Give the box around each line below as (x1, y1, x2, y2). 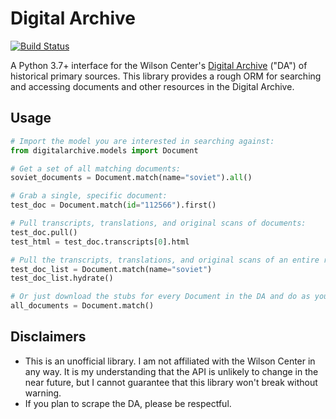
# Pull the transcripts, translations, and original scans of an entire (10, 255, 320, 265)
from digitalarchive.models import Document (10, 145, 199, 156)
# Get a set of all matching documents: (10, 163, 182, 174)
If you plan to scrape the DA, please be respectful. (24, 397, 232, 409)
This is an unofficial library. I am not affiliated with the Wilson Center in (24, 355, 316, 367)
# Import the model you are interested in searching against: (10, 136, 275, 146)
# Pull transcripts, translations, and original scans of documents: (10, 218, 307, 228)
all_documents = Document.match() (10, 301, 155, 311)
